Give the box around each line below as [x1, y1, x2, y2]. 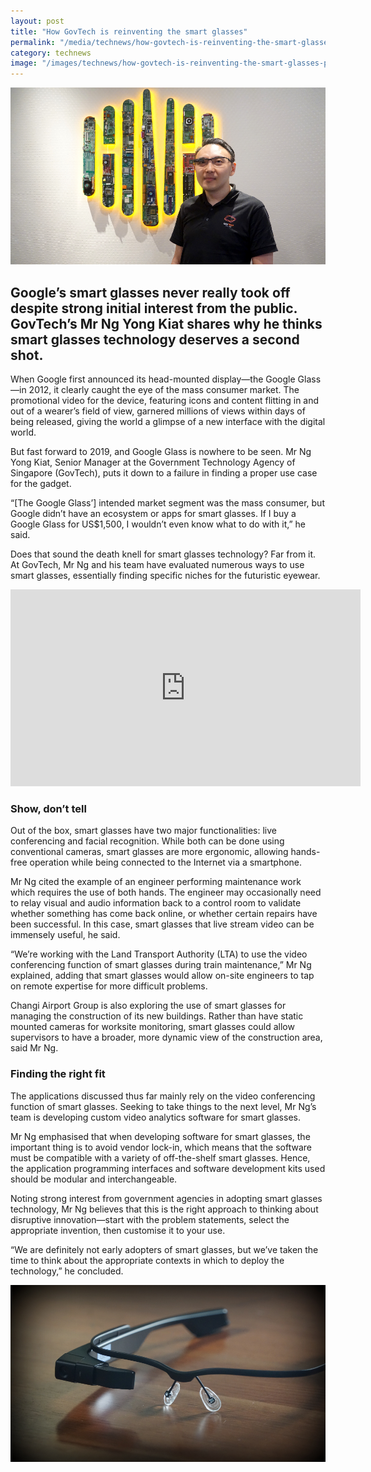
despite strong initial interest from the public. [10, 300, 298, 317]
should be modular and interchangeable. [10, 1173, 178, 1185]
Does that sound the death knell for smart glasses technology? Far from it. [10, 548, 317, 560]
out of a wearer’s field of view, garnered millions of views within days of [10, 405, 306, 417]
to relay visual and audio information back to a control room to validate [10, 897, 302, 909]
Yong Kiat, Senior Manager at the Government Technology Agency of [10, 456, 296, 469]
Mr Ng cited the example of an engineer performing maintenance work [10, 876, 302, 888]
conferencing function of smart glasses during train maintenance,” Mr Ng [10, 959, 312, 971]
